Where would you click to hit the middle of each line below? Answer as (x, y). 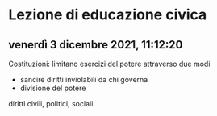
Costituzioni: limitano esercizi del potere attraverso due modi (109, 64)
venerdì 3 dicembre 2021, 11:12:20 (96, 45)
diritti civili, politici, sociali (51, 104)
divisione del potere (53, 88)
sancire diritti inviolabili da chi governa (84, 79)
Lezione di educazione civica (108, 15)
